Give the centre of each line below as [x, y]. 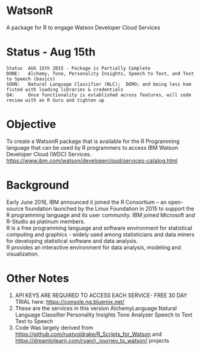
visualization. [23, 254]
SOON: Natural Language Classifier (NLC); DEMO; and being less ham [99, 84]
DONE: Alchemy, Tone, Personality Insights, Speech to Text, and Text [100, 74]
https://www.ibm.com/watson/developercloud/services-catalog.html [92, 160]
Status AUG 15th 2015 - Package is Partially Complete [78, 68]
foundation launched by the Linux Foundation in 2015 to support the [110, 208]
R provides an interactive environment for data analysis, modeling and [94, 247]
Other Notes [38, 278]
